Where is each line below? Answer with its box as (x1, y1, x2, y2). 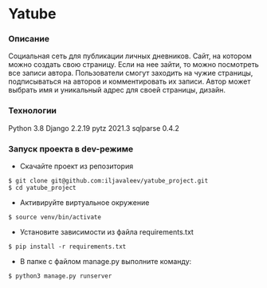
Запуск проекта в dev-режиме (8, 143, 134, 154)
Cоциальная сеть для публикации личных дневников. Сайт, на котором (8, 51, 253, 61)
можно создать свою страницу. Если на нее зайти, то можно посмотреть (8, 60, 259, 69)
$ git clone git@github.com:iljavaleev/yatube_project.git (8, 177, 209, 185)
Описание (8, 34, 50, 45)
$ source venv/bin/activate (8, 213, 102, 222)
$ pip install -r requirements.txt (8, 243, 127, 251)
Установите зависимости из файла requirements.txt (19, 227, 194, 237)
